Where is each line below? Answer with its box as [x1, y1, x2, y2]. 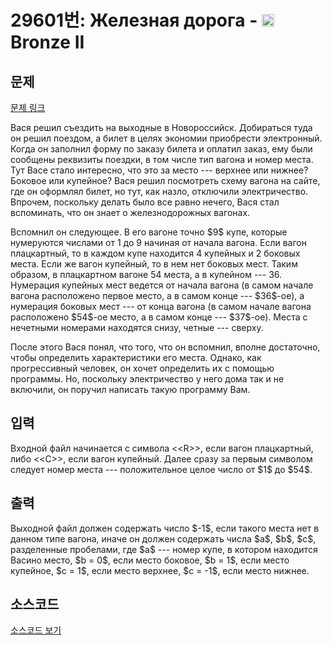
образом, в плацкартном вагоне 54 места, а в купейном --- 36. [10, 269, 283, 280]
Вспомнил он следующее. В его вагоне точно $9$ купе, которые [10, 226, 288, 238]
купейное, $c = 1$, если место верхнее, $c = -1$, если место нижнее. [10, 564, 310, 576]
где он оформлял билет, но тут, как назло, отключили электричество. [10, 186, 309, 197]
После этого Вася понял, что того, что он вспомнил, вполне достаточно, [10, 341, 321, 353]
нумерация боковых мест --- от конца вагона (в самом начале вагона [10, 301, 312, 312]
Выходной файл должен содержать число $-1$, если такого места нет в [10, 522, 320, 534]
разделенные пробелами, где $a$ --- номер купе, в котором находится [10, 543, 318, 555]
